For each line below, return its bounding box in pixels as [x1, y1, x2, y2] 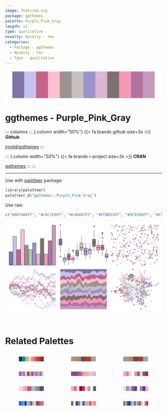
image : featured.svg [5, 8, 48, 13]
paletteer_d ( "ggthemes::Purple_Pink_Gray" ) [5, 193, 97, 198]
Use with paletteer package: [5, 177, 63, 183]
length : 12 [5, 24, 28, 29]
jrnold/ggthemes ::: [5, 144, 44, 150]
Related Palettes [5, 335, 74, 347]
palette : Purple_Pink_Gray [5, 18, 61, 23]
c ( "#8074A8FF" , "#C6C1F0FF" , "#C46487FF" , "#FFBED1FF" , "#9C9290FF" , [5, 212, 153, 217]
